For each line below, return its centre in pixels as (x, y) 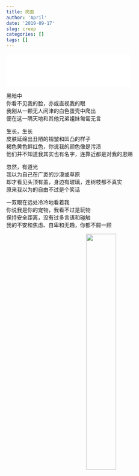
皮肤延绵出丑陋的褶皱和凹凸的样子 (48, 139)
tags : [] (17, 40)
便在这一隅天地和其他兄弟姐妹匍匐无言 (54, 118)
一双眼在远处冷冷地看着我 (38, 202)
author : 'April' (26, 18)
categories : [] (25, 34)
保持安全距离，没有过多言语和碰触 (48, 217)
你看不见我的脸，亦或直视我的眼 (46, 103)
